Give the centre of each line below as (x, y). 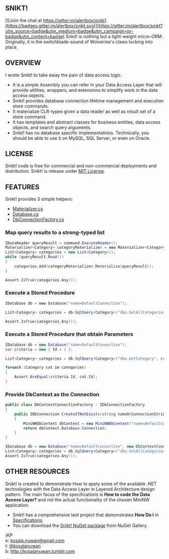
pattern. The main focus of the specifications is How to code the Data (77, 494)
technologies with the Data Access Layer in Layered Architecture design (80, 489)
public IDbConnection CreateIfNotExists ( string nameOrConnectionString (91, 414)
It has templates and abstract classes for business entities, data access (87, 122)
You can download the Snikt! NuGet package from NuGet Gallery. (80, 525)
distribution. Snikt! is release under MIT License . (55, 171)
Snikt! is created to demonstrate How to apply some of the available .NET (81, 484)
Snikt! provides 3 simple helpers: (39, 199)
